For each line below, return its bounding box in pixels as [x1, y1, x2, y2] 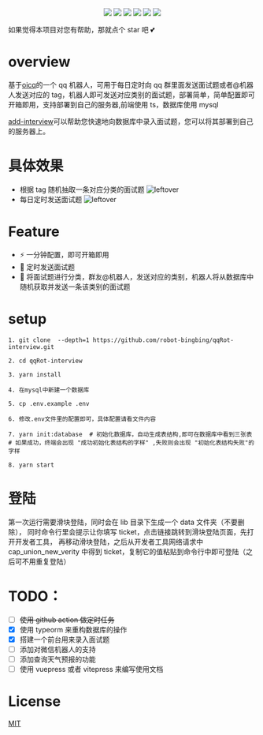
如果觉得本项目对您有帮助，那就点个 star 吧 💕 [8, 25, 155, 34]
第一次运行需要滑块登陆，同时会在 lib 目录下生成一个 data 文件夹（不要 [8, 517, 239, 527]
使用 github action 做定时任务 [19, 615, 115, 624]
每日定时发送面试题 [19, 194, 83, 204]
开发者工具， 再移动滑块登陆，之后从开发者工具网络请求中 [14, 537, 203, 546]
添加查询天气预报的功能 [19, 654, 96, 664]
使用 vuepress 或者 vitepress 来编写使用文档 [19, 664, 164, 673]
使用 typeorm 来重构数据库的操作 [19, 624, 128, 634]
